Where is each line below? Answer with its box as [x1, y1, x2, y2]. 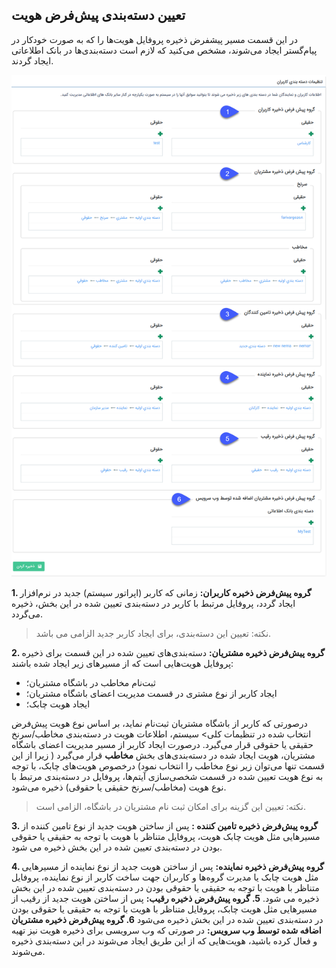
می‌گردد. [11, 608, 44, 620]
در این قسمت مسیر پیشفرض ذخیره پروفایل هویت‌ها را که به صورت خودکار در [11, 33, 298, 45]
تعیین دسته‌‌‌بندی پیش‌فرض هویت [11, 7, 186, 24]
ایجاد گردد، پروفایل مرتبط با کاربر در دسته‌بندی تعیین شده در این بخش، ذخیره [11, 597, 296, 609]
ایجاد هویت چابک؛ [25, 698, 91, 710]
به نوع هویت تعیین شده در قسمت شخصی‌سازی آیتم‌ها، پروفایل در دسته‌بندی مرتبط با [11, 770, 324, 782]
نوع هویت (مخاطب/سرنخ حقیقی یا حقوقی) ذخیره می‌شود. [11, 781, 227, 793]
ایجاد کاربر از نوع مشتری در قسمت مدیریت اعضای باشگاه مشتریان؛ [25, 687, 278, 699]
